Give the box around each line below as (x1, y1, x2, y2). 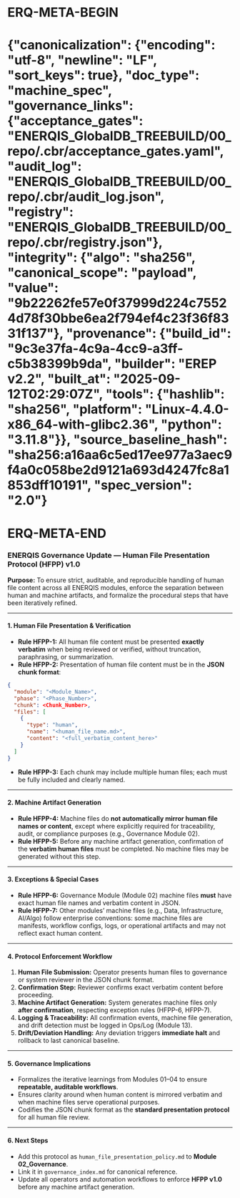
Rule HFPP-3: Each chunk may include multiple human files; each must (17, 767, 228, 776)
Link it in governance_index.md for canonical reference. (17, 1167, 178, 1176)
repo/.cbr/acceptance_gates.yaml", (7, 144, 224, 159)
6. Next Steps (7, 1136, 49, 1144)
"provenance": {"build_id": (66, 326, 231, 341)
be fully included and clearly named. (17, 775, 126, 784)
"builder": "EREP (114, 356, 217, 372)
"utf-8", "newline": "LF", (7, 52, 157, 69)
